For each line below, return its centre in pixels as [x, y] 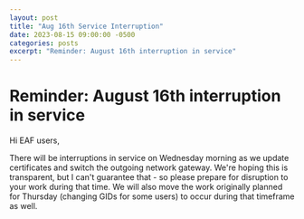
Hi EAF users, [35, 140]
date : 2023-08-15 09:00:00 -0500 [72, 34]
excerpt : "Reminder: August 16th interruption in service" [123, 52]
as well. [24, 206]
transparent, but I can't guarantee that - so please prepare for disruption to [149, 177]
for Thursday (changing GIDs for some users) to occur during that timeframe [152, 196]
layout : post [34, 18]
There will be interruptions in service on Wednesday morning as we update [149, 158]
